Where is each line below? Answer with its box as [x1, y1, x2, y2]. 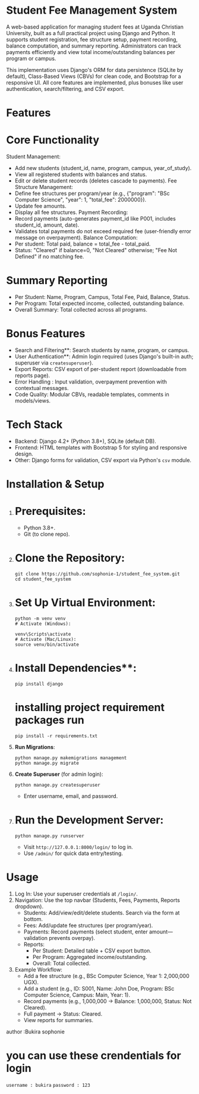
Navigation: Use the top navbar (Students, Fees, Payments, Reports [14, 896, 180, 904]
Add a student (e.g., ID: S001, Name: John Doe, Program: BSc [23, 985, 175, 992]
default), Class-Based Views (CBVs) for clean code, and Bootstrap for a [6, 73, 181, 80]
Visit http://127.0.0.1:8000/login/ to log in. [23, 843, 134, 850]
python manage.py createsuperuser [14, 782, 100, 788]
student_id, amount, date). [14, 221, 80, 229]
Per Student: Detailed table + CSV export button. [32, 947, 151, 954]
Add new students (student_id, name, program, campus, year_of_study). [14, 165, 192, 172]
